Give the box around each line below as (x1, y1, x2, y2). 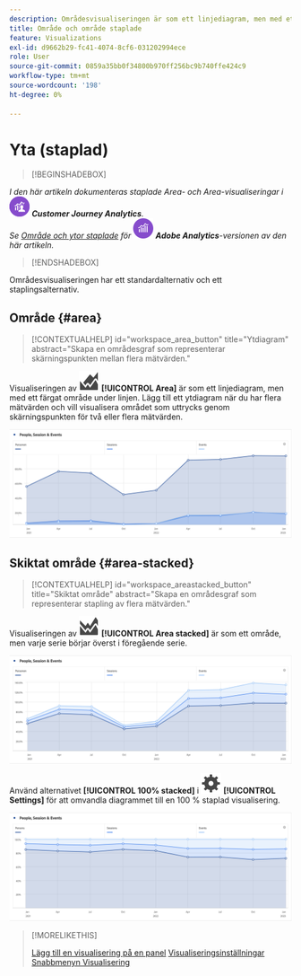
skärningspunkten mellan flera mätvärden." (30, 353, 191, 364)
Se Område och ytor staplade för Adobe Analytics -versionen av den (9, 230, 287, 242)
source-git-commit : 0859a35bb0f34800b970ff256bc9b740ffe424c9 (9, 62, 246, 71)
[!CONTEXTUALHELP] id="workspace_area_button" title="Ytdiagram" (30, 334, 289, 345)
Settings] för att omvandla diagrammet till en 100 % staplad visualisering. (9, 795, 280, 805)
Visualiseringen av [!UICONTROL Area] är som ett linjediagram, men (9, 382, 284, 394)
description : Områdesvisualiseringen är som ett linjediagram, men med (9, 14, 282, 23)
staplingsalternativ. (9, 284, 80, 295)
